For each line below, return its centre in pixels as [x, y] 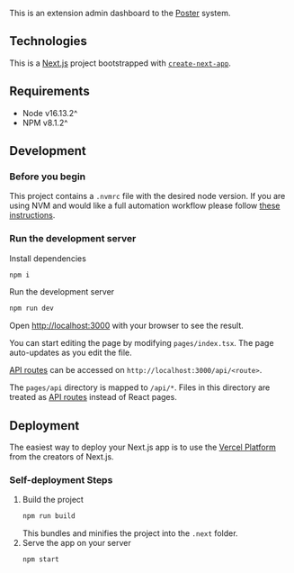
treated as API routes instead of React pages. [93, 397]
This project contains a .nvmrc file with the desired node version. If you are [147, 196]
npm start [41, 559]
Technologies [49, 41]
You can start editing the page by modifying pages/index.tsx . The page [142, 343]
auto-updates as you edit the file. [71, 353]
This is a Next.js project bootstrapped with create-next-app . [120, 63]
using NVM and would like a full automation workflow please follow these [145, 205]
